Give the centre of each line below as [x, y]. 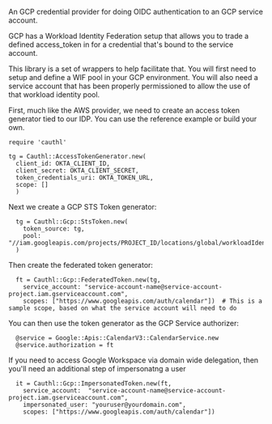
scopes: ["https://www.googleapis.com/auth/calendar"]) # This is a [143, 301]
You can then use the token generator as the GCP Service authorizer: [124, 323]
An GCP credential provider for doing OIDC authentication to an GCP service [136, 12]
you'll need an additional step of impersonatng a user [97, 369]
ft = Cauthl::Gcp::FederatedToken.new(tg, [88, 280]
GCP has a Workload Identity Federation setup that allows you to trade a [129, 36]
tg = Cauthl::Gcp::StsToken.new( [72, 222]
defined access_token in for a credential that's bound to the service [121, 45]
